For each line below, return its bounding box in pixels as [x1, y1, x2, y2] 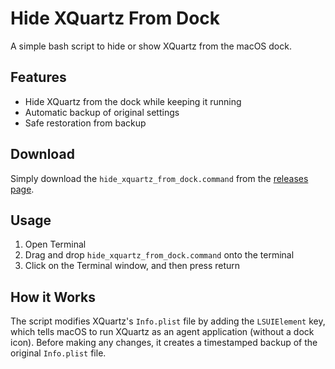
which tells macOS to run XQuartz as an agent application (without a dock [10, 326, 315, 338]
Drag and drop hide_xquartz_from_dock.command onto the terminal [24, 249, 295, 261]
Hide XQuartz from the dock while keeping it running [24, 95, 242, 107]
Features [10, 69, 67, 86]
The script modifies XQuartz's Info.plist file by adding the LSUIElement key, [10, 315, 326, 327]
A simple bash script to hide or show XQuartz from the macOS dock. [10, 40, 292, 52]
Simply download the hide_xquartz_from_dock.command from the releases [10, 172, 309, 184]
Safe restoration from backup [24, 117, 147, 129]
